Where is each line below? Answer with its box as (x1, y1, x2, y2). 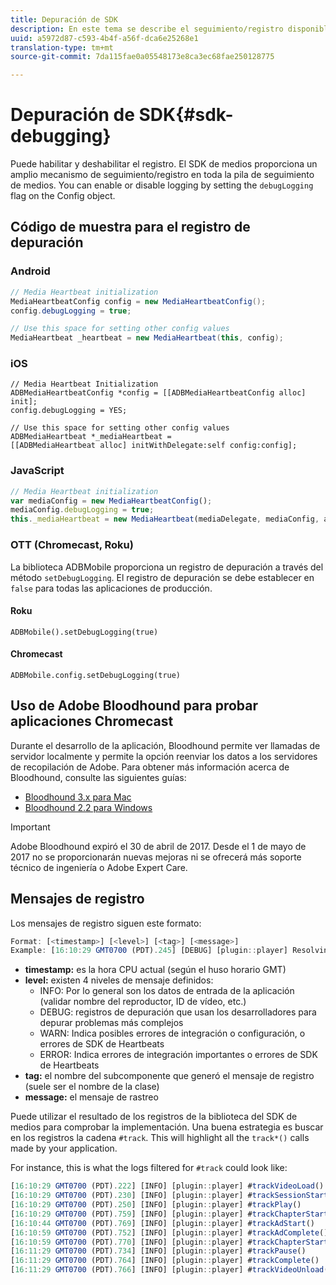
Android (10, 264, 51, 278)
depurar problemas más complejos (39, 1017, 184, 1029)
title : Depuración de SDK (10, 14, 118, 25)
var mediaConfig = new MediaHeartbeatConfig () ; (10, 496, 213, 506)
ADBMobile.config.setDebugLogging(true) (10, 670, 182, 680)
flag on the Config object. (10, 190, 116, 202)
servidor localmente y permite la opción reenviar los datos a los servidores (10, 750, 318, 762)
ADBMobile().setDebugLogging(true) (10, 627, 159, 637)
